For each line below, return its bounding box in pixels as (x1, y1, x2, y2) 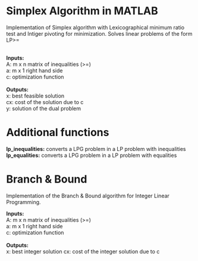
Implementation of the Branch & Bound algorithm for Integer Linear (6, 192, 169, 199)
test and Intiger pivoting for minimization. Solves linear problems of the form (6, 30, 193, 37)
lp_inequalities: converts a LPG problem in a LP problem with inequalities (6, 145, 186, 152)
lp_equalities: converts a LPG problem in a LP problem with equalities (6, 152, 177, 159)
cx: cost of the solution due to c (6, 98, 84, 105)
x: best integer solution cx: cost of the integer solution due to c (6, 248, 160, 255)
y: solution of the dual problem (6, 105, 81, 112)
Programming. (6, 198, 41, 206)
